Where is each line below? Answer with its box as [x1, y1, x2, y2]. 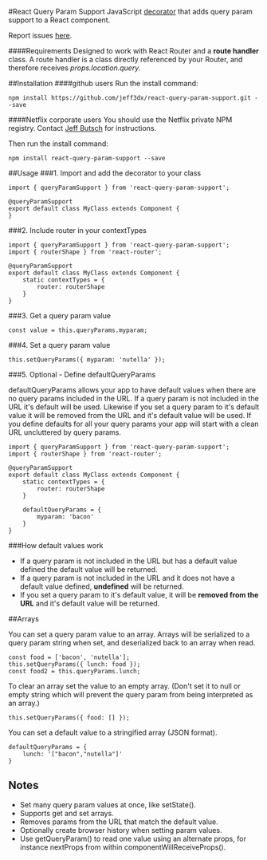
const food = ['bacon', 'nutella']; [8, 653, 130, 661]
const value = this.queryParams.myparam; [8, 326, 148, 334]
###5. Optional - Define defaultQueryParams [8, 370, 156, 379]
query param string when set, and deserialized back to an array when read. [8, 638, 256, 647]
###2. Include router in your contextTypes [8, 226, 147, 235]
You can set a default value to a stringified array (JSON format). [8, 728, 218, 737]
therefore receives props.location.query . [8, 63, 141, 73]
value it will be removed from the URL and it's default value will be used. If [8, 411, 252, 420]
